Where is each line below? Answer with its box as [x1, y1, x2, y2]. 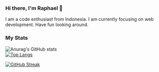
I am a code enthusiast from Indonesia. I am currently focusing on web [5, 16, 154, 22]
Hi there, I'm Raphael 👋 [5, 5, 63, 12]
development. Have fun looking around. [5, 21, 88, 28]
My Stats [5, 34, 28, 41]
